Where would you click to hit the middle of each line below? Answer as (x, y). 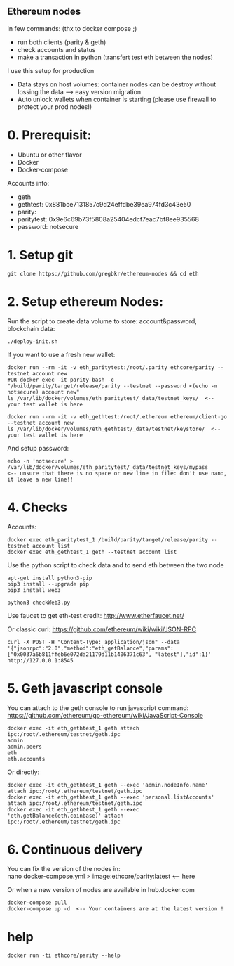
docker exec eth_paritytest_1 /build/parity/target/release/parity (108, 540)
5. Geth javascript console (85, 688)
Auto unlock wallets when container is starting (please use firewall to (117, 99)
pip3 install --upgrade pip (48, 584)
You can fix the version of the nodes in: (64, 869)
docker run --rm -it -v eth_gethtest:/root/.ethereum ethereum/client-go (117, 417)
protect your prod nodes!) (55, 107)
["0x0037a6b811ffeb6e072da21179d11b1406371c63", (80, 654)
